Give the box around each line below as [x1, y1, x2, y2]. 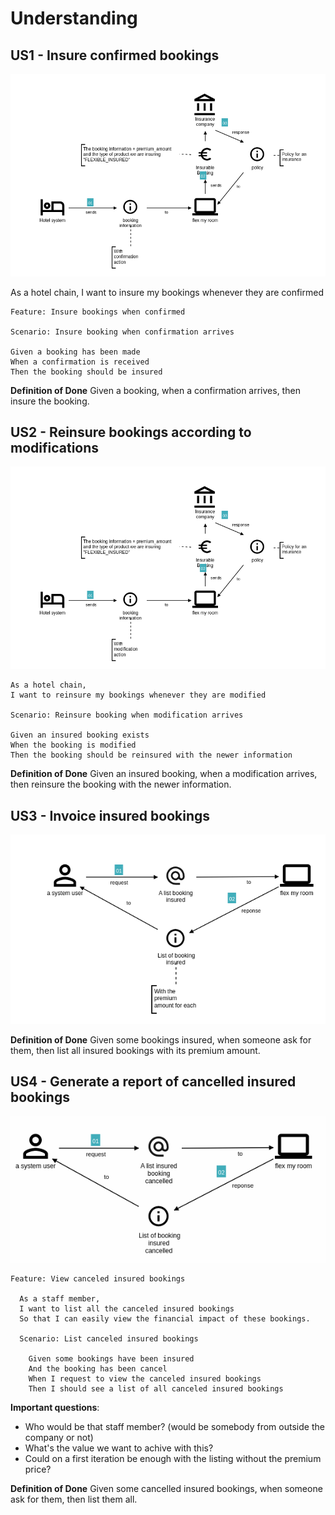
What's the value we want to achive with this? [24, 1442, 214, 1454]
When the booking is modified [10, 740, 137, 751]
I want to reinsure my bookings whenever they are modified [10, 690, 267, 701]
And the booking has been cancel [28, 1363, 168, 1374]
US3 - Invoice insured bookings [10, 807, 211, 824]
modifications [10, 440, 100, 457]
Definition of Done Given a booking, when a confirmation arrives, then [10, 384, 301, 396]
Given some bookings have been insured [28, 1353, 195, 1364]
